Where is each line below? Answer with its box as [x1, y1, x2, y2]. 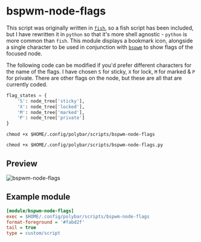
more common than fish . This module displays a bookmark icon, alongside [6, 37, 193, 44]
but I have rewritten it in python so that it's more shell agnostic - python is [6, 30, 187, 37]
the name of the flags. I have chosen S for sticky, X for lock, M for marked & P [6, 68, 196, 75]
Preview [6, 158, 38, 168]
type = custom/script [6, 231, 61, 237]
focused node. [6, 49, 42, 57]
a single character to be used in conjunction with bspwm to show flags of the [6, 43, 193, 51]
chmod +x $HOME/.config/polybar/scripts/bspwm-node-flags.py [6, 142, 164, 148]
